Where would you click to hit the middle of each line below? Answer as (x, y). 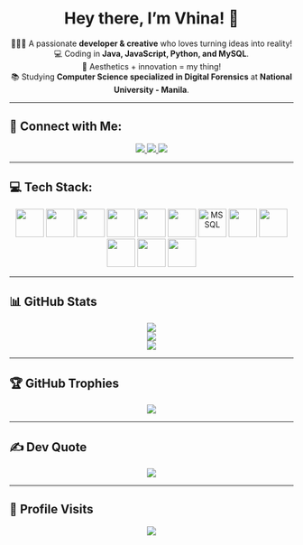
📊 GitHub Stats (53, 301)
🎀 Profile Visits (51, 509)
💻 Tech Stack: (51, 187)
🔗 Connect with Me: (66, 127)
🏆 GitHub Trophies (64, 383)
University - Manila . (151, 89)
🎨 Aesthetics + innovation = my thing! (151, 66)
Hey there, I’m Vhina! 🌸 (151, 18)
